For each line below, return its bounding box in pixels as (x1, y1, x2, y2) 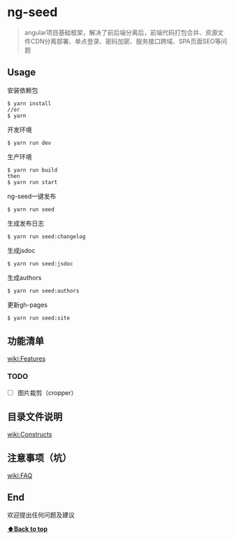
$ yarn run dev (7, 139, 52, 146)
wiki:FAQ (7, 471, 33, 480)
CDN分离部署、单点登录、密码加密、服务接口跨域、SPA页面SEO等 (30, 36, 221, 46)
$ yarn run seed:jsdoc (7, 260, 73, 267)
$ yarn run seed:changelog (7, 233, 86, 240)
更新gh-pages (7, 300, 48, 309)
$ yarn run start (7, 179, 58, 186)
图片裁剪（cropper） (17, 388, 78, 396)
